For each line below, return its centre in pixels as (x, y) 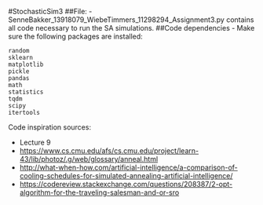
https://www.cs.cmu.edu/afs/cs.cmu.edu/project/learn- (109, 151)
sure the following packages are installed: (75, 36)
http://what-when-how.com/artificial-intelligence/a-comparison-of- (128, 167)
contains (240, 20)
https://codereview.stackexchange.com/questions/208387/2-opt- (126, 184)
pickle (19, 71)
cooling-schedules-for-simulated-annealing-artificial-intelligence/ (126, 176)
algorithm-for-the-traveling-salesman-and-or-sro (99, 192)
